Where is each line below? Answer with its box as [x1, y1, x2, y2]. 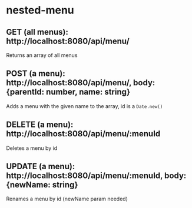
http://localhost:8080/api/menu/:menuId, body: [6, 171, 187, 181]
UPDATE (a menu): [6, 162, 75, 172]
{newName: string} [6, 180, 78, 190]
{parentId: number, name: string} [6, 87, 131, 97]
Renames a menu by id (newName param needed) [6, 195, 128, 203]
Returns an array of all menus [6, 52, 78, 59]
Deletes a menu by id [6, 145, 58, 152]
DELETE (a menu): [6, 120, 74, 130]
